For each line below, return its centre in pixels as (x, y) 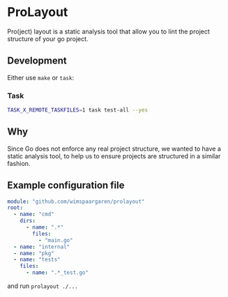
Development (37, 61)
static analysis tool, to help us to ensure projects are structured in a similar (114, 156)
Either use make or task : (41, 77)
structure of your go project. (48, 38)
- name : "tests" (37, 260)
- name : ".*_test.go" (57, 273)
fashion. (19, 163)
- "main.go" (55, 240)
